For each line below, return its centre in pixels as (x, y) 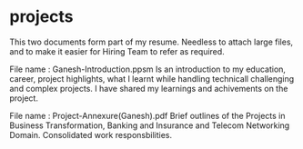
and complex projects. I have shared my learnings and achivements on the (149, 88)
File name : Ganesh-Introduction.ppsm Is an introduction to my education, (148, 69)
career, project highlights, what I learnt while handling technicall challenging (152, 78)
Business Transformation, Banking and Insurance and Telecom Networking (150, 125)
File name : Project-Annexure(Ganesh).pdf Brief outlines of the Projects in (147, 115)
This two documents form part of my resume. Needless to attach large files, (151, 42)
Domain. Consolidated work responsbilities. (91, 134)
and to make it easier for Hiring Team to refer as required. (117, 51)
